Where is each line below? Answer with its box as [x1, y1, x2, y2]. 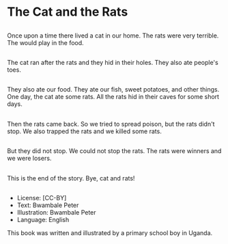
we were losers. [7, 154, 52, 163]
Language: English [16, 215, 70, 223]
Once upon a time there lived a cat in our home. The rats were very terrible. [7, 31, 219, 40]
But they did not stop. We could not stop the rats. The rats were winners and [7, 147, 222, 155]
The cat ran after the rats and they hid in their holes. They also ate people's [7, 58, 218, 66]
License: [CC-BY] [16, 193, 67, 202]
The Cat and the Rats [7, 4, 128, 20]
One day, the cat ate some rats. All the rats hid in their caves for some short [7, 93, 220, 101]
